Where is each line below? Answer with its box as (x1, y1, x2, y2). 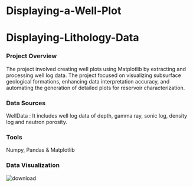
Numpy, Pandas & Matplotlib (6, 146, 75, 153)
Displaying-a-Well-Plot (6, 4, 122, 18)
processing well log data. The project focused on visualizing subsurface (6, 72, 181, 79)
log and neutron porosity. (6, 118, 68, 125)
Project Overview (6, 52, 57, 60)
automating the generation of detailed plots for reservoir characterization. (6, 84, 185, 91)
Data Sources (6, 99, 46, 107)
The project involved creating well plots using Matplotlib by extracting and (6, 65, 187, 72)
